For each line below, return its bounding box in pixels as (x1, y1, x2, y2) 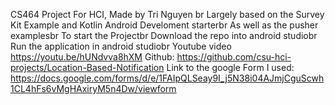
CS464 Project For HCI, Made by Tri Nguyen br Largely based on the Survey (10, 9, 325, 20)
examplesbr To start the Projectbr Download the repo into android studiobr (10, 30, 318, 41)
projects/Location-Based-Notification (10, 62, 165, 73)
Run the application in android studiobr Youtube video (10, 40, 232, 52)
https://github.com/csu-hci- (176, 51, 292, 63)
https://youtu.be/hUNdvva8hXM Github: (10, 51, 175, 63)
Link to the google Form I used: (166, 62, 295, 73)
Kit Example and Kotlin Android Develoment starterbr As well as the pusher (10, 19, 319, 31)
